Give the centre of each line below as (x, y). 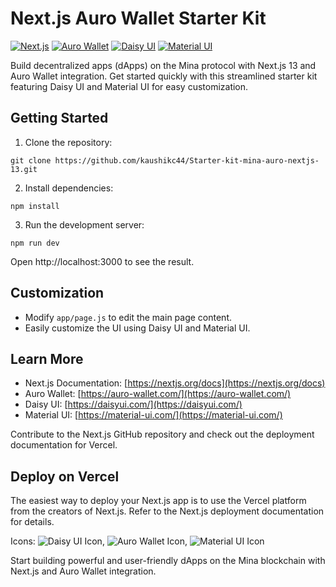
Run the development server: (84, 224)
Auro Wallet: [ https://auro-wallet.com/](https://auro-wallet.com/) (158, 394)
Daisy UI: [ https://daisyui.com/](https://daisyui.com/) (133, 404)
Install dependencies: (69, 188)
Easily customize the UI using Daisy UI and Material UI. (137, 328)
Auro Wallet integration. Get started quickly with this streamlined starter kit (164, 76)
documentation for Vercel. (64, 445)
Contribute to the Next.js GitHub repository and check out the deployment (162, 434)
